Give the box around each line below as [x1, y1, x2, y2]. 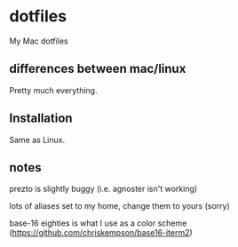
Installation [9, 111, 73, 126]
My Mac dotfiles [9, 36, 68, 46]
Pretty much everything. [9, 84, 98, 95]
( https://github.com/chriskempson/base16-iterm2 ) [9, 227, 193, 238]
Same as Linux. [9, 134, 65, 145]
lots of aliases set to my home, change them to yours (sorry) [9, 201, 231, 211]
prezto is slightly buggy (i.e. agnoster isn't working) [9, 184, 198, 195]
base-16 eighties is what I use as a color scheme [9, 218, 187, 228]
